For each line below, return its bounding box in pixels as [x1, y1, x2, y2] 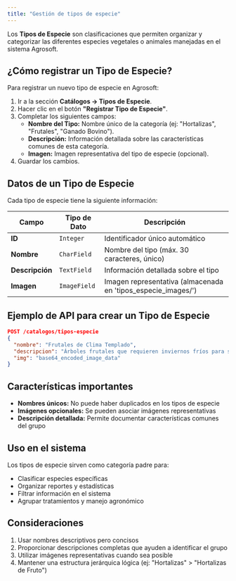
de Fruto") [17, 566, 48, 574]
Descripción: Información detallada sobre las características [27, 135, 204, 143]
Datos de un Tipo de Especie [7, 177, 135, 189]
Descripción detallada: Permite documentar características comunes [17, 414, 219, 423]
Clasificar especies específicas [17, 474, 108, 482]
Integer [59, 235, 85, 243]
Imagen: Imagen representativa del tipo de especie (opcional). [27, 149, 209, 158]
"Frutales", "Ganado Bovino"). [27, 127, 114, 136]
